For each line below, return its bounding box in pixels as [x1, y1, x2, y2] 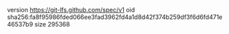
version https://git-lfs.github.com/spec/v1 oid [7, 6, 135, 14]
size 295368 [34, 20, 70, 28]
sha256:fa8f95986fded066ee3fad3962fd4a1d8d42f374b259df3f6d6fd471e [7, 13, 223, 21]
